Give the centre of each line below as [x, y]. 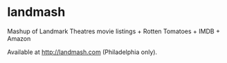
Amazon [19, 38]
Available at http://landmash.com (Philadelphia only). [82, 52]
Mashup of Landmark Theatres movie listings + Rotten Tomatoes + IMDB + [113, 31]
